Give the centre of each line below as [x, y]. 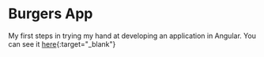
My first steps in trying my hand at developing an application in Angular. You [132, 36]
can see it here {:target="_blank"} [62, 44]
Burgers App [51, 14]
